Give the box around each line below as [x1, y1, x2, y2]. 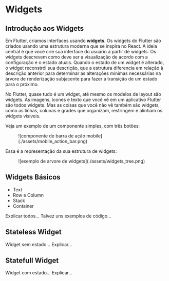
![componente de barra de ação [18, 133, 86, 139]
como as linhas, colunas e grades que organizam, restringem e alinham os [5, 108, 163, 113]
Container [12, 203, 34, 209]
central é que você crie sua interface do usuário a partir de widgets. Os [5, 49, 157, 54]
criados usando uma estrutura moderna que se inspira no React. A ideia [5, 43, 158, 49]
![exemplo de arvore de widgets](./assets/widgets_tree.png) [18, 158, 145, 164]
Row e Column [12, 192, 44, 198]
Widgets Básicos [5, 173, 61, 182]
